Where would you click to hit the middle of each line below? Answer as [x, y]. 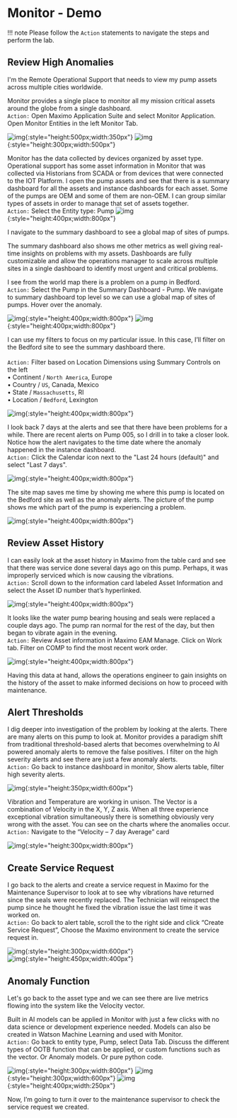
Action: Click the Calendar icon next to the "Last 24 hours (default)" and [113, 457]
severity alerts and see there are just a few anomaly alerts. [93, 759]
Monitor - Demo [54, 13]
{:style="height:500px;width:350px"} [79, 137]
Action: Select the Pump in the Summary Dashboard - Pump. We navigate [115, 289]
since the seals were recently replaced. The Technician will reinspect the [114, 900]
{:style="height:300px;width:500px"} [62, 144]
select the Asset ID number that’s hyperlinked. [74, 590]
